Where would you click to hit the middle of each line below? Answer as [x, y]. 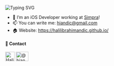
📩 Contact [16, 43]
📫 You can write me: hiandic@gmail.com [55, 23]
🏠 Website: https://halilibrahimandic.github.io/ [60, 30]
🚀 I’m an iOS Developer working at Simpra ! [56, 17]
